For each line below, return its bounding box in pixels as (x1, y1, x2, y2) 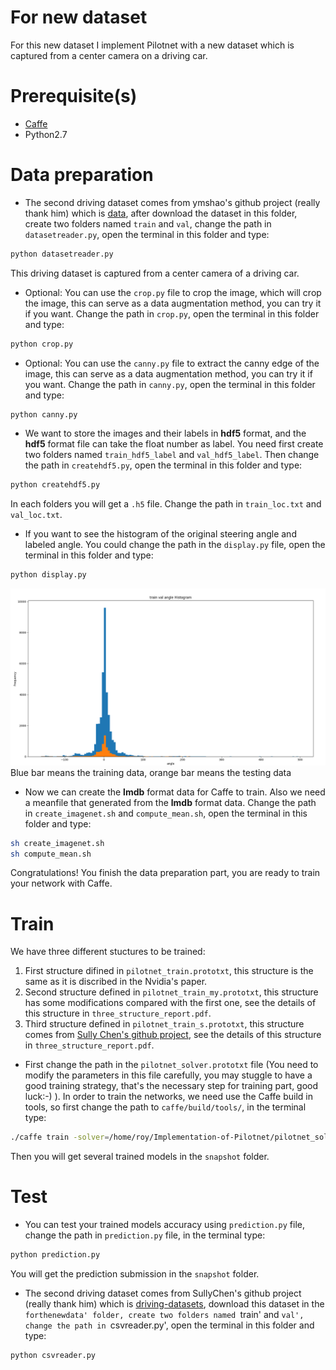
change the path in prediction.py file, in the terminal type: (24, 1229, 266, 1241)
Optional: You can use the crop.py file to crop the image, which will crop (24, 286, 322, 298)
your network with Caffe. (10, 877, 113, 890)
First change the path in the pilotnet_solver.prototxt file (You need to (24, 1059, 319, 1071)
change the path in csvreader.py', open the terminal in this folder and (24, 1319, 315, 1331)
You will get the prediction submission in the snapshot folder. (10, 1268, 260, 1280)
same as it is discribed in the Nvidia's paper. (24, 976, 208, 988)
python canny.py (10, 409, 78, 420)
